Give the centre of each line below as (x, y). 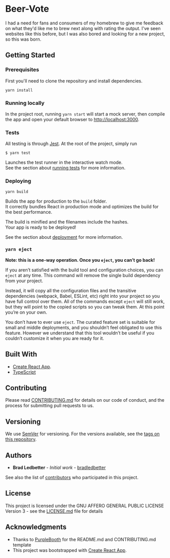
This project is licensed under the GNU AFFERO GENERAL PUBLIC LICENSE (85, 506)
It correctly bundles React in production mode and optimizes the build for (82, 206)
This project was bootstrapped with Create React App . (70, 550)
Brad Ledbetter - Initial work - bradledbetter (59, 468)
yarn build (17, 191)
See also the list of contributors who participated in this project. (72, 478)
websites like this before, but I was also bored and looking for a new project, (85, 34)
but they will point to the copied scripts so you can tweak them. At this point (85, 306)
